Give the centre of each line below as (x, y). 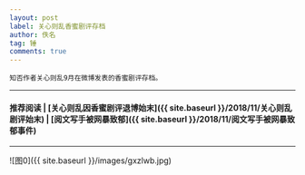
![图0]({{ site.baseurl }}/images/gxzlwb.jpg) (91, 160)
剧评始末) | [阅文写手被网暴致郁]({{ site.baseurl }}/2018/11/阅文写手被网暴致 (152, 119)
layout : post (34, 18)
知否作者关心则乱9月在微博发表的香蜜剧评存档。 (86, 78)
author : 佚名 (33, 34)
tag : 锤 (23, 43)
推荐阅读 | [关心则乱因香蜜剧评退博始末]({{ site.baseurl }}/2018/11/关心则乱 (151, 107)
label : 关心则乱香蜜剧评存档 (58, 26)
